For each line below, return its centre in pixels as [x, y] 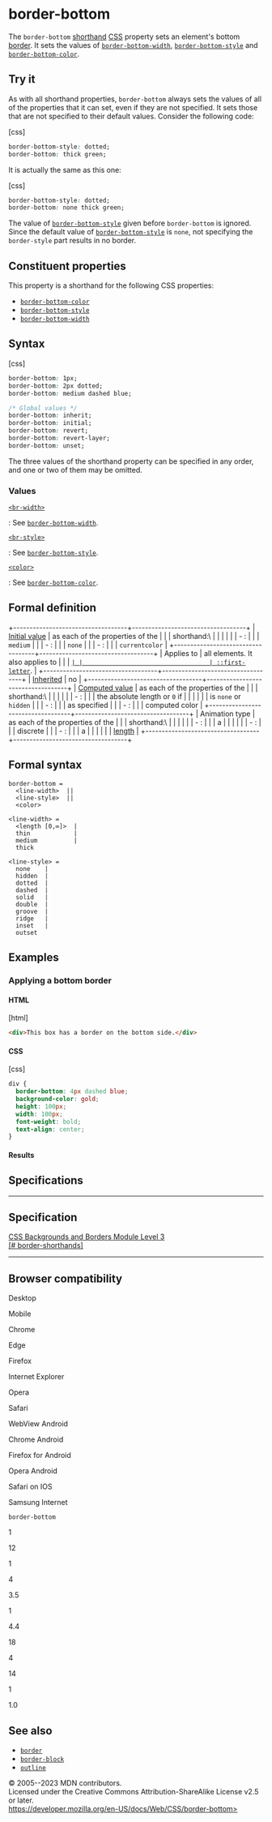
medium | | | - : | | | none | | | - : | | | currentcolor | [88, 645]
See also [30, 1731]
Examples [34, 958]
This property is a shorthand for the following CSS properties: [111, 285]
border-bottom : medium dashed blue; [70, 393]
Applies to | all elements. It [208, 653]
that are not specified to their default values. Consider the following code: [131, 116]
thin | [47, 833]
